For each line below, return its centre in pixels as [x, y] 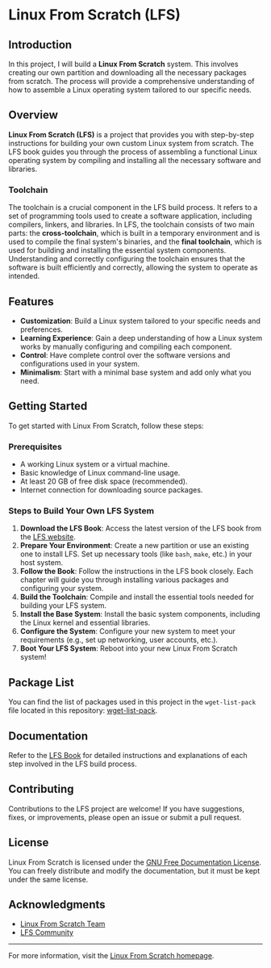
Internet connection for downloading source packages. [111, 490]
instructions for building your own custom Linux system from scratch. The [131, 143]
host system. [41, 563]
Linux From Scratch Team [63, 924]
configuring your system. [62, 589]
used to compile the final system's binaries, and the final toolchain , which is [135, 242]
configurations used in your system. [79, 363]
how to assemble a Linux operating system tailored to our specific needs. [130, 90]
